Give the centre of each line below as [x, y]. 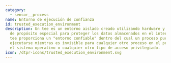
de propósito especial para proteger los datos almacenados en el [82, 34]
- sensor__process [30, 15]
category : [16, 10]
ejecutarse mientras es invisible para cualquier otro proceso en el [85, 43]
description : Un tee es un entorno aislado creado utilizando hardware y [85, 29]
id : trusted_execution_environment [43, 24]
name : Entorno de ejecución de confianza [50, 19]
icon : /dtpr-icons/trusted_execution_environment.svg [64, 52]
